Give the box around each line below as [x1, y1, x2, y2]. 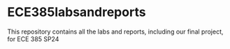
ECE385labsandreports [7, 4, 146, 20]
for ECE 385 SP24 [7, 34, 59, 43]
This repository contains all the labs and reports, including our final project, [7, 27, 224, 36]
